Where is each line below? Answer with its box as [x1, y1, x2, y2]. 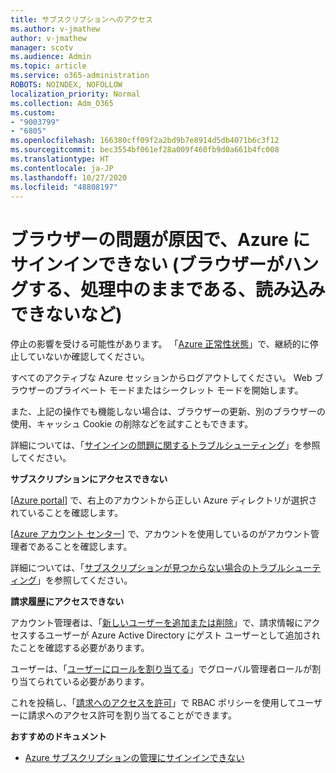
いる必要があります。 [62, 676, 150, 688]
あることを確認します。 [36, 541, 133, 553]
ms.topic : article [10, 61, 87, 71]
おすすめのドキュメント [10, 731, 107, 743]
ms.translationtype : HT [10, 154, 110, 164]
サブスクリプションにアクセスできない [10, 473, 168, 485]
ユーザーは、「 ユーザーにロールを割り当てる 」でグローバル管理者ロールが [10, 663, 313, 675]
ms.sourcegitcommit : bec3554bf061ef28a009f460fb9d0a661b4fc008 [10, 145, 280, 155]
